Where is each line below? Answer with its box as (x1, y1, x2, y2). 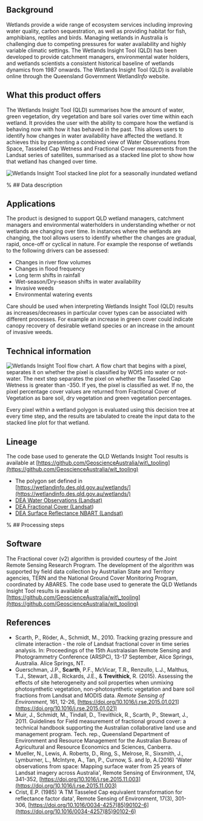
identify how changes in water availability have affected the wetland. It (6, 132, 182, 139)
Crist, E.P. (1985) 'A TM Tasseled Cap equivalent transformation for (15, 788, 183, 796)
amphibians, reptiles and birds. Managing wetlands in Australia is (6, 33, 168, 41)
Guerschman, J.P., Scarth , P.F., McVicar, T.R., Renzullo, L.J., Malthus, (15, 666, 189, 673)
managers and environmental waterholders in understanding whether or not (6, 221, 196, 229)
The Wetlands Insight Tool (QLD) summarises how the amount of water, (6, 106, 185, 113)
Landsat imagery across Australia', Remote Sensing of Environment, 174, (15, 769, 196, 776)
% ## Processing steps (6, 521, 65, 529)
